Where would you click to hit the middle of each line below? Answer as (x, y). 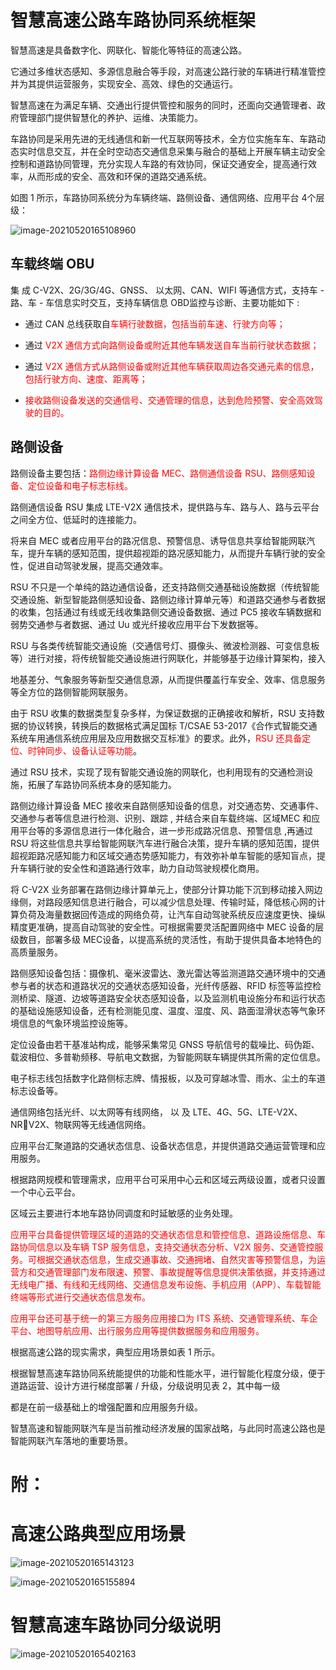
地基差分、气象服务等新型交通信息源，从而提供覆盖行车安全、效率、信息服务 (168, 679)
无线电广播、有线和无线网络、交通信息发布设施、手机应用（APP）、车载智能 (166, 1284)
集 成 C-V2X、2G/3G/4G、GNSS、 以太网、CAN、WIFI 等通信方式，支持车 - (167, 290)
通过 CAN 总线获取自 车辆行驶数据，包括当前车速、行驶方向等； (155, 323)
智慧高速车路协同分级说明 (116, 1625)
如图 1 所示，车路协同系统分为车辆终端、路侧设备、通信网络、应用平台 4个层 (167, 197)
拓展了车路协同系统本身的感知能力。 (102, 784)
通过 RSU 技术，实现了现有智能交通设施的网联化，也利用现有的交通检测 (157, 772)
